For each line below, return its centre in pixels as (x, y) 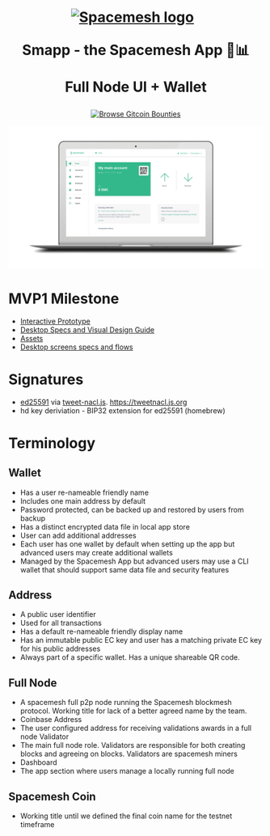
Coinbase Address (51, 720)
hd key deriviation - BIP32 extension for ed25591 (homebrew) (123, 410)
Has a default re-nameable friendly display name (101, 631)
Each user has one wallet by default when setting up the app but (127, 544)
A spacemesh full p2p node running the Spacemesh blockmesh (126, 703)
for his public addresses (60, 649)
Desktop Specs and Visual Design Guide (87, 329)
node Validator (44, 737)
